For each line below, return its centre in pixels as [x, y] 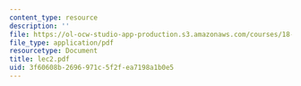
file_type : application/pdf [62, 43]
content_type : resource [54, 17]
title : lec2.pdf [39, 59]
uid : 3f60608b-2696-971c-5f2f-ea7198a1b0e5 [92, 68]
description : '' [39, 26]
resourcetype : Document [54, 51]
